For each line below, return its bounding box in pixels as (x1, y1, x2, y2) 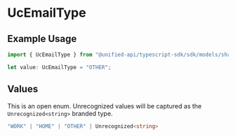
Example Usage (7, 33, 77, 45)
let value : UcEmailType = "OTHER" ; (7, 64, 112, 71)
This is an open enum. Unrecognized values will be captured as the (7, 101, 202, 110)
